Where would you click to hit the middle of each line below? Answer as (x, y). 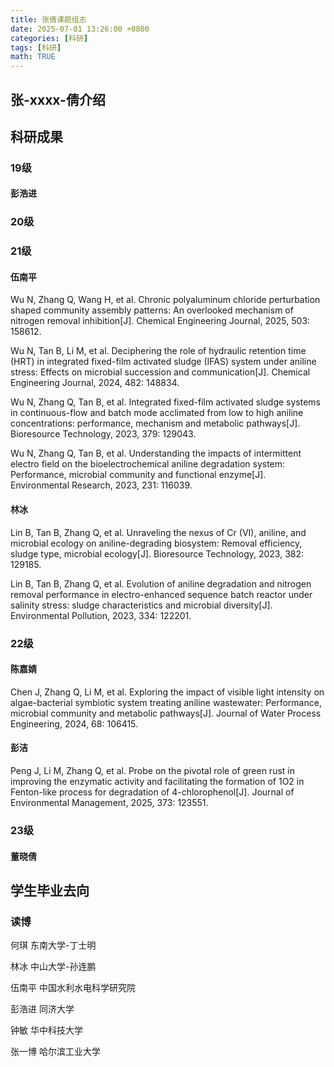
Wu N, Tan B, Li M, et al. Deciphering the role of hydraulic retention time (158, 351)
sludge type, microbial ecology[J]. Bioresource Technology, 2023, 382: (157, 553)
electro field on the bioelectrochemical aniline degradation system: (148, 464)
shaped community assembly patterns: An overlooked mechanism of (152, 310)
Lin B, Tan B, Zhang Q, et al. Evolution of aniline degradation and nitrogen (161, 583)
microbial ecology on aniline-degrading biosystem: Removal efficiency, (156, 543)
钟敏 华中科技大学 (46, 1030)
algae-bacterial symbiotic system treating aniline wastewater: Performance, (166, 702)
